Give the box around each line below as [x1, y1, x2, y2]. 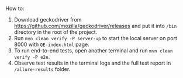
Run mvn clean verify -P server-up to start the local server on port [13, 35, 178, 41]
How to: [5, 5, 25, 12]
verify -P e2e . [13, 54, 50, 60]
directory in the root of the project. [13, 29, 98, 36]
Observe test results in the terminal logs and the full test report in [13, 59, 171, 66]
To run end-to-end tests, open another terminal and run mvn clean [13, 47, 173, 54]
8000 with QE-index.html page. [13, 41, 89, 48]
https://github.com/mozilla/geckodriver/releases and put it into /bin [13, 23, 177, 29]
